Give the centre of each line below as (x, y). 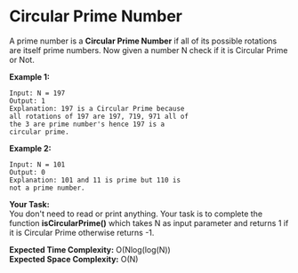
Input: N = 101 (37, 164)
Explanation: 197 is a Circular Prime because (97, 108)
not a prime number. (48, 188)
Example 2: (30, 148)
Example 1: (30, 76)
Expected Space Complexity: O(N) (74, 259)
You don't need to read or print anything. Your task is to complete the (136, 214)
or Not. (22, 59)
